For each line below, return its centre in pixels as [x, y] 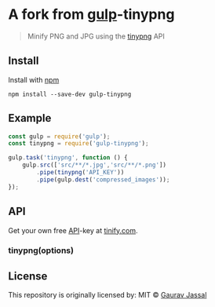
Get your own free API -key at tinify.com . [73, 230]
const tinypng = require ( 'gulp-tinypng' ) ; [78, 144]
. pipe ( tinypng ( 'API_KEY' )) [80, 173]
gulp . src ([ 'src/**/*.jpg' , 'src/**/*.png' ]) [95, 165]
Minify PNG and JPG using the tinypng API [96, 36]
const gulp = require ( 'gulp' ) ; [59, 136]
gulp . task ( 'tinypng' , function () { [68, 158]
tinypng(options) [41, 250]
